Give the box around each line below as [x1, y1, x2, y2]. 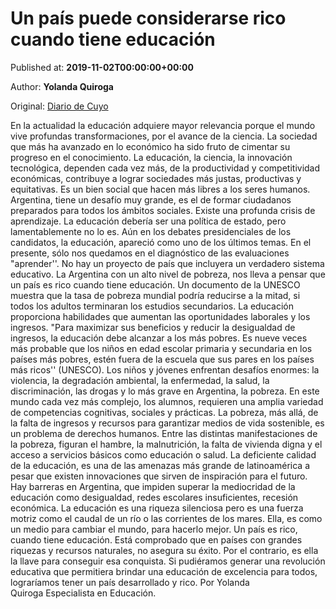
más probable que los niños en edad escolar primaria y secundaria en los [10, 342, 313, 354]
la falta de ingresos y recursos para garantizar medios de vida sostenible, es [10, 417, 325, 429]
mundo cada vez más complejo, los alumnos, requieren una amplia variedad [10, 395, 324, 407]
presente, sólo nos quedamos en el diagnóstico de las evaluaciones [10, 247, 290, 259]
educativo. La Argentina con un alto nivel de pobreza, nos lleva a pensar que [10, 268, 326, 280]
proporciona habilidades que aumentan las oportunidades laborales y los [10, 310, 311, 322]
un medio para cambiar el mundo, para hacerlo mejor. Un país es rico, [10, 523, 298, 535]
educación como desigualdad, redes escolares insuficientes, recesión [10, 491, 299, 503]
